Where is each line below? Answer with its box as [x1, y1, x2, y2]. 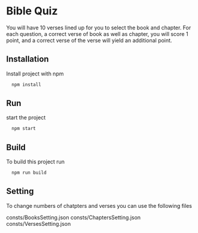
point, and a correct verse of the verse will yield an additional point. [6, 37, 172, 44]
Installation [6, 54, 49, 64]
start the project [6, 114, 46, 121]
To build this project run [6, 158, 65, 165]
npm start [11, 126, 36, 132]
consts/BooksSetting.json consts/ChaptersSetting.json [6, 214, 141, 221]
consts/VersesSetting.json [6, 220, 71, 227]
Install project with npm [6, 70, 64, 77]
